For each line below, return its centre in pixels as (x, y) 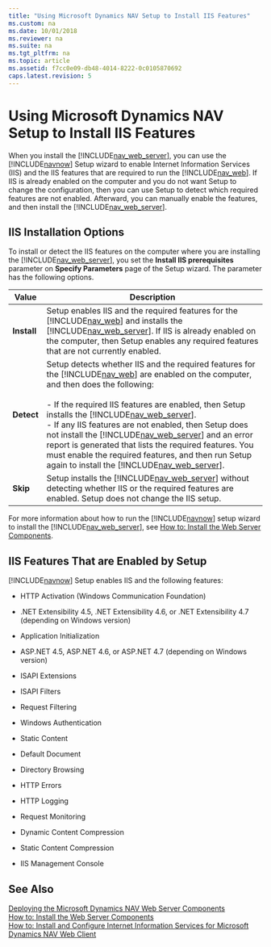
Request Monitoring (53, 817)
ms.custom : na (32, 23)
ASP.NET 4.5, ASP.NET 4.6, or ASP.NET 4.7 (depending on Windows (133, 652)
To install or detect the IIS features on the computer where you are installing (134, 252)
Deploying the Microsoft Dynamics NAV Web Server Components (117, 908)
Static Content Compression (67, 848)
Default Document (50, 754)
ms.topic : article (39, 61)
